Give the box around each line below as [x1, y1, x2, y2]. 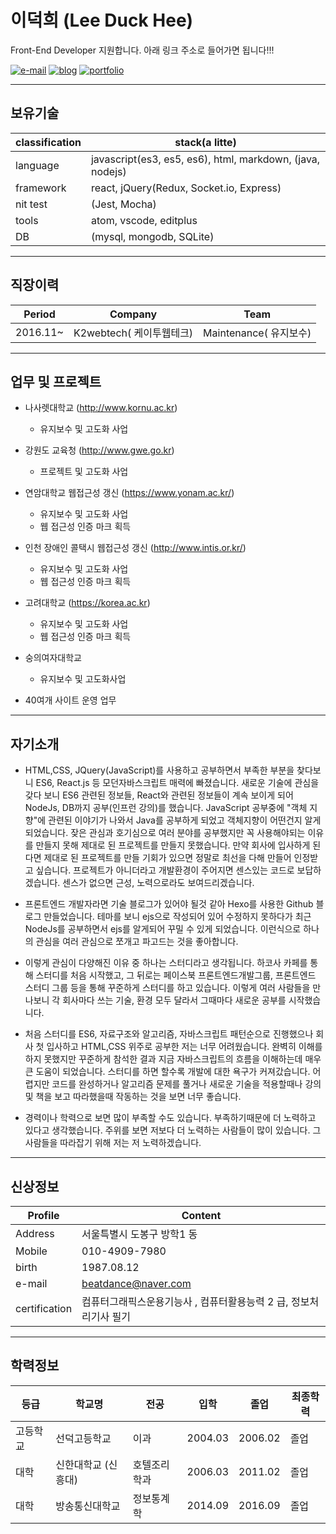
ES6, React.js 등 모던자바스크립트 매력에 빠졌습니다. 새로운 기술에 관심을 [35, 777, 320, 789]
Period [23, 307, 56, 321]
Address [15, 1227, 55, 1240]
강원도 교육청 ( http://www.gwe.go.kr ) [24, 444, 175, 456]
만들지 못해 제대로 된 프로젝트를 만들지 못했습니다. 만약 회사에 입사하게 [35, 839, 311, 851]
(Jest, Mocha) [90, 197, 157, 211]
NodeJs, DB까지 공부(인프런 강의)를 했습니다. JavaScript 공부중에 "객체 [24, 802, 308, 814]
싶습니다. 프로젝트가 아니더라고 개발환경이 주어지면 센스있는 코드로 [35, 864, 295, 876]
